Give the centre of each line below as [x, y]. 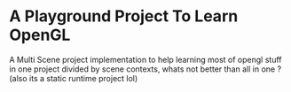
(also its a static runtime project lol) [74, 78]
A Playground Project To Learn [124, 16]
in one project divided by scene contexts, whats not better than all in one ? [145, 69]
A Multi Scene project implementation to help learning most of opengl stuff [145, 59]
